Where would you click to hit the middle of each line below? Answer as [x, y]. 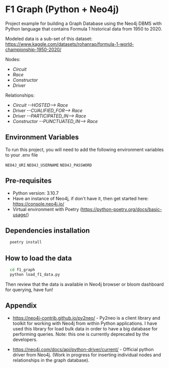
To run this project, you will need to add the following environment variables [84, 149]
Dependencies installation [48, 231]
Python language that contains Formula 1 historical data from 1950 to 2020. [84, 28]
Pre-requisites [28, 181]
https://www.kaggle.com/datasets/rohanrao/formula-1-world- [70, 44]
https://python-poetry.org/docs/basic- [122, 209]
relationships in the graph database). [51, 360]
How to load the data [39, 258]
